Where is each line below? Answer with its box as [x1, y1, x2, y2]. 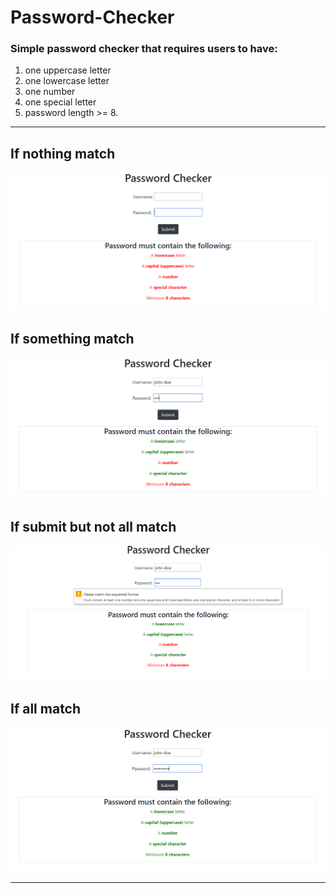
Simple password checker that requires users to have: [10, 42, 278, 56]
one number [24, 86, 76, 98]
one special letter [24, 96, 97, 108]
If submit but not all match [10, 518, 177, 535]
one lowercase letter [24, 75, 110, 87]
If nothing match [10, 145, 116, 162]
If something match [10, 331, 135, 348]
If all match [10, 700, 82, 717]
